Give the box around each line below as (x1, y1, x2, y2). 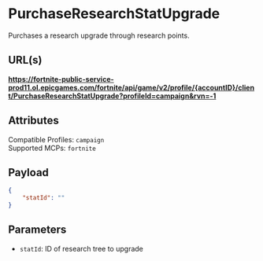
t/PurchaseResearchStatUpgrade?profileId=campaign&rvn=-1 (8, 91, 217, 101)
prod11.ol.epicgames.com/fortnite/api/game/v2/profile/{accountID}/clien (8, 83, 254, 92)
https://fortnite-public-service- (8, 74, 114, 83)
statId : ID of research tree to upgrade (19, 244, 143, 253)
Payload (8, 166, 50, 179)
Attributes (8, 114, 59, 127)
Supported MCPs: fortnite (8, 143, 96, 153)
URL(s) (8, 53, 43, 67)
